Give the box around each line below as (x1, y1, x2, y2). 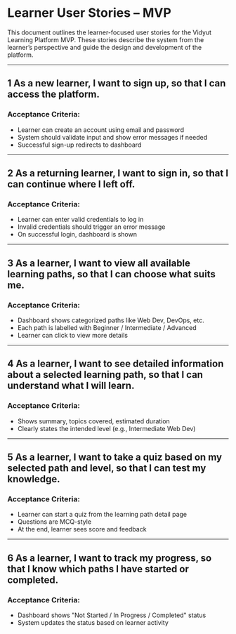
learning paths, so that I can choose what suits (7, 268, 216, 280)
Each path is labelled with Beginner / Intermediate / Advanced (17, 324, 197, 331)
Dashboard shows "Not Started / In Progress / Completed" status (17, 611, 206, 619)
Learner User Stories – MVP (7, 5, 172, 21)
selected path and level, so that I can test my (7, 462, 206, 475)
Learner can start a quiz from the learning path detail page (17, 510, 188, 519)
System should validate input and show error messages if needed (17, 133, 208, 141)
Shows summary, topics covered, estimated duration (17, 416, 170, 425)
